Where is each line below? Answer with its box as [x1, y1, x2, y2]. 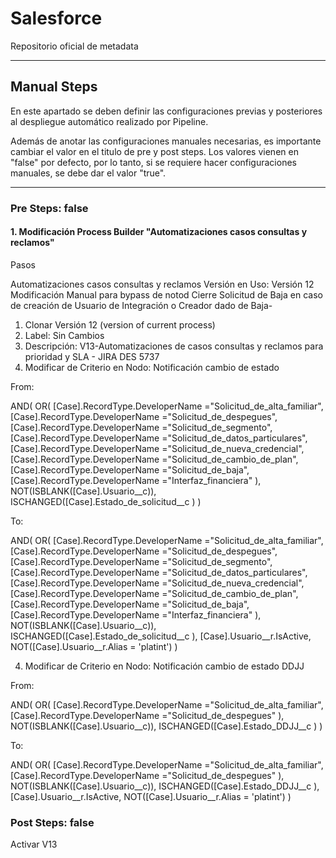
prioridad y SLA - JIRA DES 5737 [24, 350, 160, 362]
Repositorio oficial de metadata [10, 40, 139, 52]
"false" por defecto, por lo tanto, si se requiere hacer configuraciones [10, 156, 297, 168]
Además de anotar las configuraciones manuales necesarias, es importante [10, 135, 322, 147]
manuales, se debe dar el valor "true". [10, 167, 167, 179]
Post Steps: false [10, 815, 95, 829]
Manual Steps [10, 78, 98, 96]
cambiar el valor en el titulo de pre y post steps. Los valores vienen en [10, 145, 299, 157]
